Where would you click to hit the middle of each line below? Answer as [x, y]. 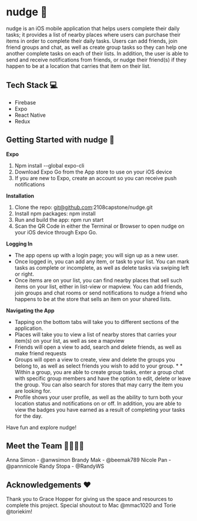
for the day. [29, 416]
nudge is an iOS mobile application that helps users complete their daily [93, 28]
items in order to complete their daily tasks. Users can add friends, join [92, 41]
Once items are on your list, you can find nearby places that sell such [98, 280]
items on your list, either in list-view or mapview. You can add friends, [99, 286]
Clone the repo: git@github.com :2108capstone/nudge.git [84, 207]
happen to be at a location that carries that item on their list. [79, 66]
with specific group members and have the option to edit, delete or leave [103, 378]
